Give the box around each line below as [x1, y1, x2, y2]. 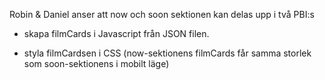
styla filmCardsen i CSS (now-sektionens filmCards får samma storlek [23, 47, 312, 59]
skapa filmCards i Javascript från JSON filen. [23, 28, 210, 39]
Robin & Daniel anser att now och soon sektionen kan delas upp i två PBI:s [9, 9, 315, 20]
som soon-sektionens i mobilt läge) [23, 58, 170, 69]
